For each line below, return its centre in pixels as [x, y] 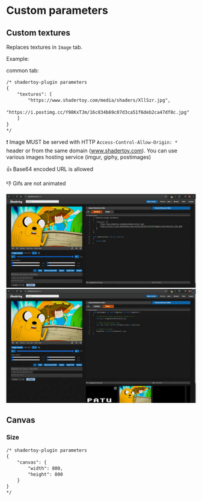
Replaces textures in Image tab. [44, 47]
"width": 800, [45, 468]
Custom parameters [57, 11]
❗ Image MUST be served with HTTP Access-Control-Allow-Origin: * [92, 142]
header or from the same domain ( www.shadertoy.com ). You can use [92, 151]
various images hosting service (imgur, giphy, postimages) [79, 157]
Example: [18, 59]
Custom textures [38, 33]
